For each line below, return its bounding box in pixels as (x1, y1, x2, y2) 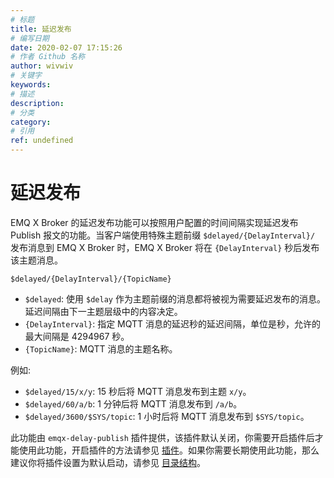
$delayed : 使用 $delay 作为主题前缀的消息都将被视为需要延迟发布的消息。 (24, 292, 326, 305)
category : (10, 117, 52, 127)
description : (10, 98, 65, 108)
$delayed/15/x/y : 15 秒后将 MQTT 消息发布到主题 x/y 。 (24, 385, 252, 397)
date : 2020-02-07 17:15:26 (10, 42, 123, 53)
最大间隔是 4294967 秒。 (24, 330, 130, 342)
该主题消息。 (10, 254, 63, 266)
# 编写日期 (10, 33, 50, 43)
